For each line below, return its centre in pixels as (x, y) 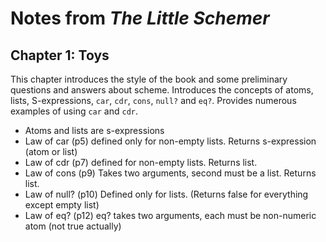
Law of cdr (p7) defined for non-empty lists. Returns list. (141, 162)
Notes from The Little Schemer (140, 18)
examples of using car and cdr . (74, 111)
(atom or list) (51, 151)
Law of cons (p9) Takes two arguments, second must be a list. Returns (170, 173)
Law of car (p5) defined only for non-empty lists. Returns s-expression (170, 141)
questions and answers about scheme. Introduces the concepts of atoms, (162, 90)
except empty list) (62, 205)
